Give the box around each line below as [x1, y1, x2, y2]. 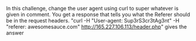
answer [6, 29, 25, 36]
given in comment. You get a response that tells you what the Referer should [6, 11, 190, 18]
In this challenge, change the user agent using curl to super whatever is [6, 5, 179, 12]
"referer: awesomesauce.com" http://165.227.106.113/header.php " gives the [6, 23, 187, 30]
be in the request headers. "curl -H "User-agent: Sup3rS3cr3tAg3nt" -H [6, 17, 180, 24]
